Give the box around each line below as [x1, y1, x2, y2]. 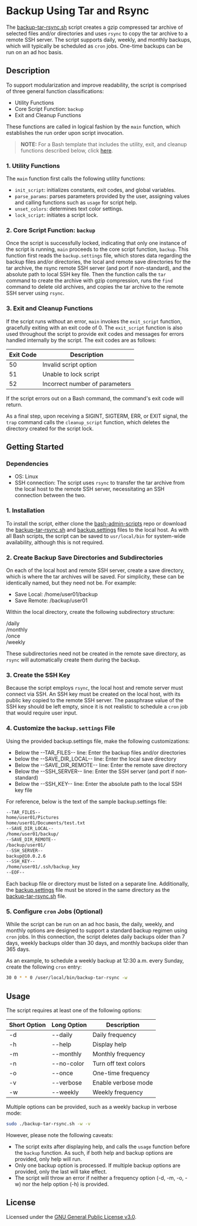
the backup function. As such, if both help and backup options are [14, 1149, 173, 1156]
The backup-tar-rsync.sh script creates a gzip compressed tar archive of [6, 24, 183, 31]
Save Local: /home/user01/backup [14, 590, 98, 597]
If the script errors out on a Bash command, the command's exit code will [6, 395, 184, 402]
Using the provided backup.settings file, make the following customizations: [6, 738, 190, 745]
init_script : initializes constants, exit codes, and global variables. [14, 187, 176, 194]
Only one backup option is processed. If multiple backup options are [14, 1162, 181, 1169]
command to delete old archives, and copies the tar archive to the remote [6, 283, 184, 290]
